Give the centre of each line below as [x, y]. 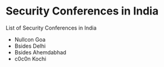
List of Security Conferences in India [51, 28]
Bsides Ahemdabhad [40, 52]
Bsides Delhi [30, 46]
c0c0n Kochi [30, 59]
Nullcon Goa [30, 39]
